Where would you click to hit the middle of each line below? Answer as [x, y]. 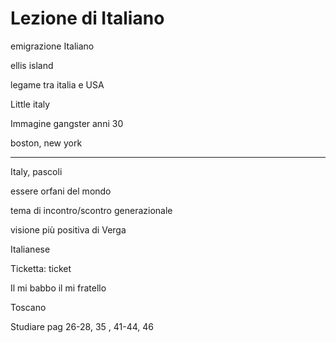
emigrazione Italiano [52, 46]
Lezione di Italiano [87, 18]
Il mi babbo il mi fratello [58, 288]
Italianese [30, 249]
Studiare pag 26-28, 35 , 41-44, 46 [82, 326]
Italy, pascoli [36, 171]
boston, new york [46, 143]
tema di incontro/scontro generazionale [91, 210]
